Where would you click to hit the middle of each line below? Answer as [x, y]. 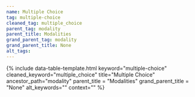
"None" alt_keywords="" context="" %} [56, 87]
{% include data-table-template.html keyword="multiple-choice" [87, 68]
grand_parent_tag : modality [42, 40]
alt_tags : [19, 51]
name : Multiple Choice [35, 12]
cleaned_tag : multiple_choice [44, 23]
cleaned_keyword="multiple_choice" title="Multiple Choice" [81, 74]
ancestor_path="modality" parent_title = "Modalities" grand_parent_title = [97, 81]
